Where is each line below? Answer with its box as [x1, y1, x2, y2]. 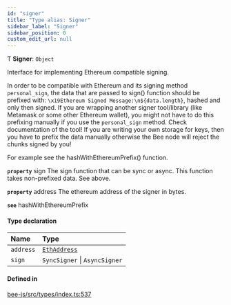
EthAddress [42, 246, 78, 254]
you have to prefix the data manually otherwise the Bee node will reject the [7, 132, 220, 141]
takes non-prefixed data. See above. [7, 174, 111, 183]
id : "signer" [7, 10, 45, 17]
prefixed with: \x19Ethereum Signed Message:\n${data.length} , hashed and [7, 96, 221, 104]
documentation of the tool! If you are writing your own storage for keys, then [7, 126, 224, 134]
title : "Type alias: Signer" [7, 17, 91, 23]
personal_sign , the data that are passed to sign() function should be [7, 89, 200, 97]
